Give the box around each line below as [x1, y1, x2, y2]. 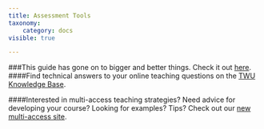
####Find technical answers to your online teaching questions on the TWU [8, 71, 256, 80]
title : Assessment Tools [8, 11, 91, 20]
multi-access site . [8, 112, 67, 122]
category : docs [22, 26, 74, 34]
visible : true [8, 33, 56, 42]
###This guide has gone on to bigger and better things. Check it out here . [8, 63, 252, 72]
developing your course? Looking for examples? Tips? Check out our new [8, 104, 251, 113]
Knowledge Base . [8, 80, 66, 89]
